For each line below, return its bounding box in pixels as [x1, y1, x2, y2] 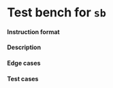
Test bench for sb [7, 5, 107, 20]
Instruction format [7, 27, 60, 35]
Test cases [7, 74, 39, 83]
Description [7, 43, 42, 52]
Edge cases [7, 59, 41, 67]
